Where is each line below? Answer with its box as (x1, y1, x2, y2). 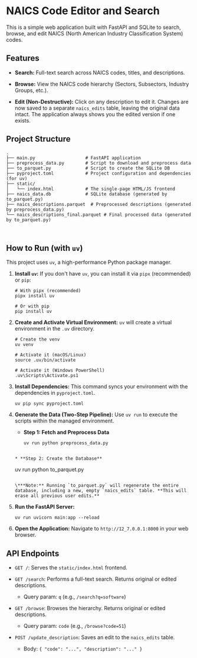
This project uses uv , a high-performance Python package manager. (6, 258, 172, 266)
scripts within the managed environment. (14, 417, 114, 424)
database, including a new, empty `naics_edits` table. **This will (14, 488, 187, 494)
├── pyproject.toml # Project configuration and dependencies (6, 170, 192, 176)
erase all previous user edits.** (14, 493, 100, 499)
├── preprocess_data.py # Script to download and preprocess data (6, 160, 192, 166)
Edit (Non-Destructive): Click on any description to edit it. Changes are (14, 98, 189, 105)
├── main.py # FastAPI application (6, 155, 142, 161)
